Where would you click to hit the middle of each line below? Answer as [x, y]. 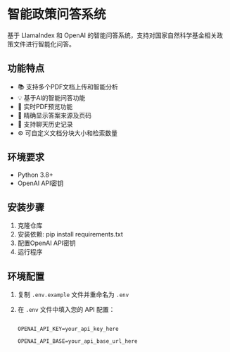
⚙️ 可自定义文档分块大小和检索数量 [68, 133]
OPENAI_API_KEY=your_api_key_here [68, 329]
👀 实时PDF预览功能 [45, 106]
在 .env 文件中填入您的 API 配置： [66, 310]
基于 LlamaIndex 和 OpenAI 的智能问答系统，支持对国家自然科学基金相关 [112, 35]
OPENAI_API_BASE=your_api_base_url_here [77, 341]
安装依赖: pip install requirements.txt [70, 234]
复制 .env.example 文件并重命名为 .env [73, 295]
